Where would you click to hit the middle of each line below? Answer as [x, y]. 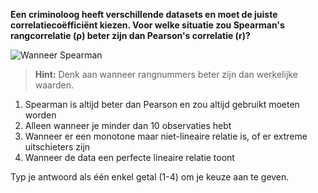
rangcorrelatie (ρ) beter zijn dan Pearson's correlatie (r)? [130, 35]
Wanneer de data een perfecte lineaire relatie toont [129, 157]
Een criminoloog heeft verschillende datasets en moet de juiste [144, 14]
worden [40, 115]
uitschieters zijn [57, 147]
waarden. [54, 85]
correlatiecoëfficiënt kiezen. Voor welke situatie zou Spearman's [147, 25]
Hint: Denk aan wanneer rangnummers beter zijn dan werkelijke [166, 74]
